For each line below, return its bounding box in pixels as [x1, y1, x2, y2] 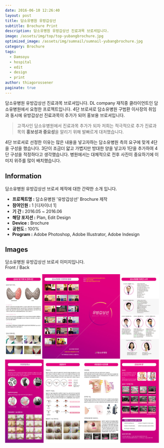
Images [5, 245, 28, 254]
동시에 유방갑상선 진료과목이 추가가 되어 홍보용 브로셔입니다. [10, 112, 125, 118]
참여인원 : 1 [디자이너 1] [12, 202, 57, 208]
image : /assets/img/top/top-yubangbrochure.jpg [5, 34, 104, 39]
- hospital [9, 59, 32, 65]
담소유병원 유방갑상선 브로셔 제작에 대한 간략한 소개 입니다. [5, 186, 117, 191]
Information [5, 172, 42, 181]
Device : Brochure [12, 220, 49, 226]
